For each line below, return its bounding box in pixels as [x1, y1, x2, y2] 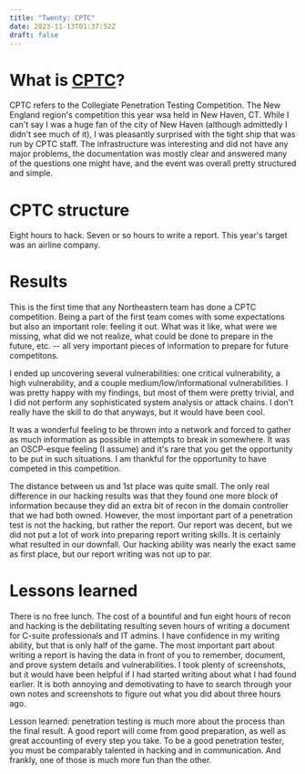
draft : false [9, 30, 59, 39]
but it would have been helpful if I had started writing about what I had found [9, 669, 297, 680]
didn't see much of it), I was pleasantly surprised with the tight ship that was [9, 129, 296, 140]
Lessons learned [9, 580, 138, 601]
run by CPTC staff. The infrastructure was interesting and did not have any [9, 139, 289, 150]
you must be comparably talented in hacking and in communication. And [9, 745, 281, 756]
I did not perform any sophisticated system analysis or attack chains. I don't [9, 397, 294, 408]
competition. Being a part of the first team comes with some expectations [9, 311, 285, 322]
